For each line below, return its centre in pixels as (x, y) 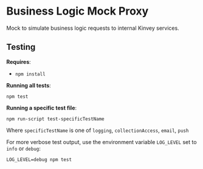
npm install (30, 74)
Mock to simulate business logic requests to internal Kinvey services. (93, 28)
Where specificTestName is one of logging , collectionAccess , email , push (98, 130)
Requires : (19, 61)
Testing (21, 47)
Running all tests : (29, 85)
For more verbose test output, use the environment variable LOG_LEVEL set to (101, 142)
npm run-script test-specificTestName (55, 119)
